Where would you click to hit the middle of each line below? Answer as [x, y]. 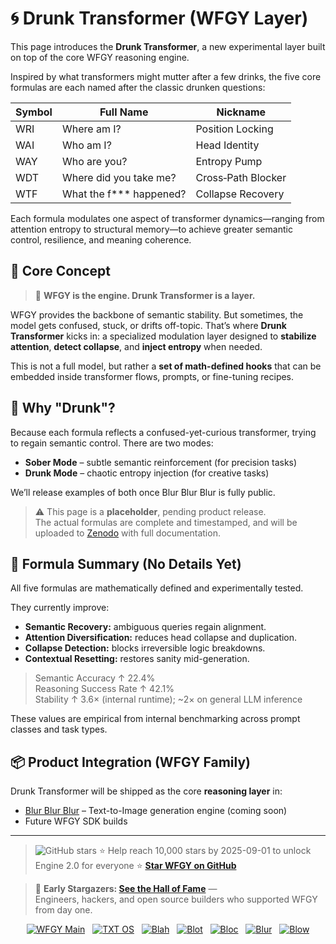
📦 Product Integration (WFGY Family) [130, 762]
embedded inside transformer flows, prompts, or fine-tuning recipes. [152, 376]
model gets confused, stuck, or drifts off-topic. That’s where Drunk [148, 325]
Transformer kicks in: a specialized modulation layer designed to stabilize [163, 336]
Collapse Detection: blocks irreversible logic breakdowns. [145, 648]
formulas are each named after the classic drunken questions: [138, 87]
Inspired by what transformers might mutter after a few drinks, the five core [166, 76]
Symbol [34, 112]
